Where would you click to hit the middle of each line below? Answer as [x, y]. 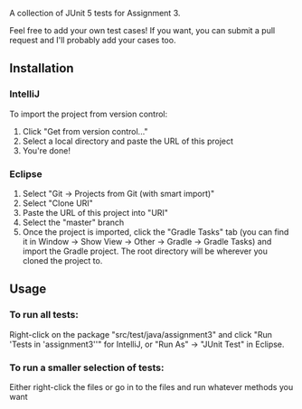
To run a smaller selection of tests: [87, 367]
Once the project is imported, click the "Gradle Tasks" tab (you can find [156, 232]
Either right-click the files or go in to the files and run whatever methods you [151, 386]
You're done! [46, 150]
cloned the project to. [62, 260]
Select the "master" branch [73, 222]
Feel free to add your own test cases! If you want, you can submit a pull [142, 30]
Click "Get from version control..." [85, 131]
